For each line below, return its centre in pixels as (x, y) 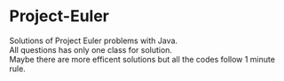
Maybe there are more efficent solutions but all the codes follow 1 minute (142, 59)
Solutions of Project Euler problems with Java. (94, 40)
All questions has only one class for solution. (91, 49)
